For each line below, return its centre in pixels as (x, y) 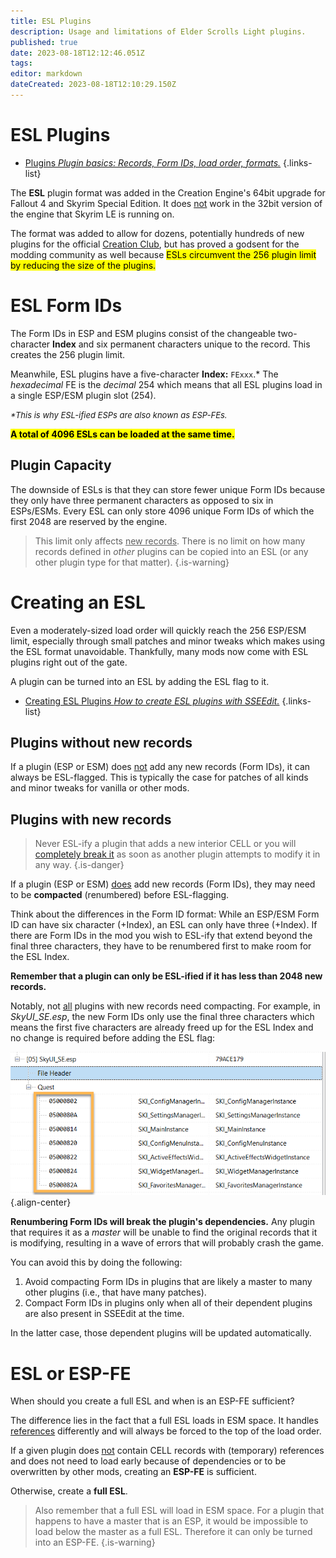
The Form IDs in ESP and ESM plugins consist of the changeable (143, 333)
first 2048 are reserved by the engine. (89, 521)
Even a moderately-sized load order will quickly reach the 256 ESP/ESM (158, 630)
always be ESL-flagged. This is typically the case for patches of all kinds (159, 777)
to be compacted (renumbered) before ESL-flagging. (120, 895)
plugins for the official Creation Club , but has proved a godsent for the (155, 244)
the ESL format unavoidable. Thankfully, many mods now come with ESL (159, 651)
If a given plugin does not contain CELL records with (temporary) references (167, 1451)
